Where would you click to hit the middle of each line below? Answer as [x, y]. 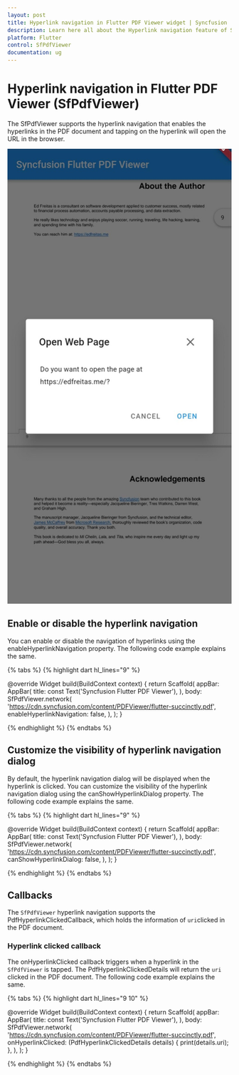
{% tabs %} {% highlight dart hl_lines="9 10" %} [78, 998]
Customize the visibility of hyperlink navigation [115, 750]
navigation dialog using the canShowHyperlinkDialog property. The [106, 793]
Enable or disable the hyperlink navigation [103, 624]
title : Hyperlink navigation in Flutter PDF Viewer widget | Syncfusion [117, 22]
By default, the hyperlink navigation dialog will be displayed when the [109, 778]
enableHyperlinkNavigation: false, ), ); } [65, 714]
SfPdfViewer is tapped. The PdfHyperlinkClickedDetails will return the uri [115, 969]
